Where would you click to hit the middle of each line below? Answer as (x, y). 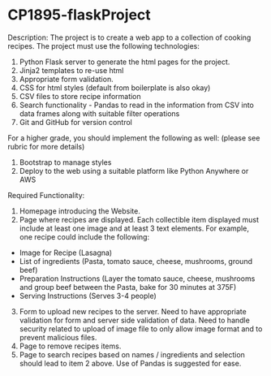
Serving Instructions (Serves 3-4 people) (88, 296)
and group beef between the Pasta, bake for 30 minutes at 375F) (128, 287)
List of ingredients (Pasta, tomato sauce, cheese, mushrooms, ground (136, 261)
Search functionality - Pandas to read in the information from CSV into (137, 105)
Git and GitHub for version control (76, 122)
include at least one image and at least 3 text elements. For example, (134, 228)
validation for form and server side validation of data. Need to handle (135, 320)
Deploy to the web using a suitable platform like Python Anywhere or (134, 171)
